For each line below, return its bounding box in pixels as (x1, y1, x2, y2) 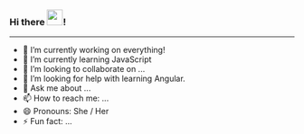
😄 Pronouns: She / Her (22, 106, 109, 117)
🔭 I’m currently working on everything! (22, 45, 166, 56)
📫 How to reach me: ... (22, 93, 109, 103)
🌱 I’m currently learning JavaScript (22, 54, 152, 65)
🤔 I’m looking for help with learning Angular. (22, 73, 185, 85)
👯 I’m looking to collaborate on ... (22, 64, 146, 75)
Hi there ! (9, 15, 66, 28)
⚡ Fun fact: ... (22, 116, 72, 127)
